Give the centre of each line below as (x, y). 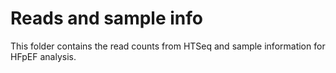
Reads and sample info (106, 18)
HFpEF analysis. (43, 56)
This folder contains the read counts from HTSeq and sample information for (168, 46)
